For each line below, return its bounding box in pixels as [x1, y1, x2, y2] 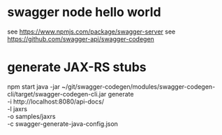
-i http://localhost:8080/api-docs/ [7, 97, 105, 106]
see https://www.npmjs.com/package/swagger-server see [7, 27, 176, 36]
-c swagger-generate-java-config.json [7, 120, 119, 128]
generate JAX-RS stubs [7, 59, 147, 76]
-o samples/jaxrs [7, 112, 56, 120]
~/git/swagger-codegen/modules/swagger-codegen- [61, 82, 216, 91]
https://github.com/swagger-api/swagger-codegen [7, 34, 155, 43]
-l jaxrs [7, 104, 28, 113]
